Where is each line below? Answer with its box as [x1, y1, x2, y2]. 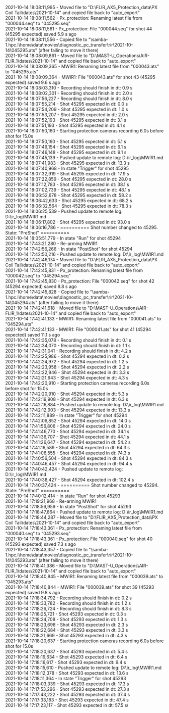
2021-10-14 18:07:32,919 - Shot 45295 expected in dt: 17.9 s [5, 171, 129, 176]
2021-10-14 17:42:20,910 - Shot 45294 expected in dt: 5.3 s [5, 391, 128, 397]
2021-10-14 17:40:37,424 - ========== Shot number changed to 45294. [5, 482, 159, 488]
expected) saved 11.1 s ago [5, 332, 60, 338]
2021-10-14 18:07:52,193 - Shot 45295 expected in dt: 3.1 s [5, 117, 127, 123]
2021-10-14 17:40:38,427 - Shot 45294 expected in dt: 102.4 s [5, 477, 134, 483]
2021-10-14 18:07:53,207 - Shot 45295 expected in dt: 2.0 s [5, 112, 129, 118]
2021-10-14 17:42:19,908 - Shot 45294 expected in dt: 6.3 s [5, 396, 128, 402]
